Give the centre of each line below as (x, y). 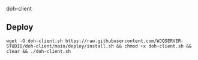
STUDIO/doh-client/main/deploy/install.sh (60, 46)
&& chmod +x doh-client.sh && (154, 46)
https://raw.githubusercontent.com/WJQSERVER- (124, 41)
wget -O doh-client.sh (34, 41)
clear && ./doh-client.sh (38, 51)
